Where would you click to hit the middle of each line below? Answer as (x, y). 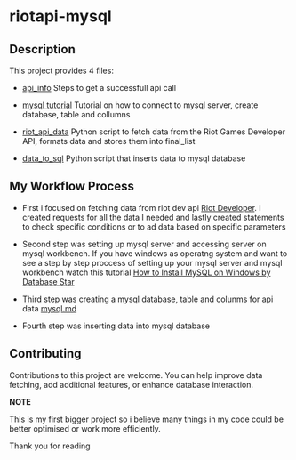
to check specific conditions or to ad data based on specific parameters (154, 226)
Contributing (45, 354)
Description (42, 49)
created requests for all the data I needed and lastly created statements (153, 217)
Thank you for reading (50, 446)
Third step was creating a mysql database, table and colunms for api (148, 299)
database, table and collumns (76, 114)
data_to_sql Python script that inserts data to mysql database (134, 158)
